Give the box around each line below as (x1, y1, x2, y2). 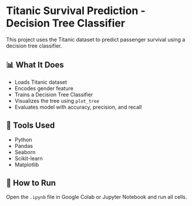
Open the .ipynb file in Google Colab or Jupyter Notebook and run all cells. (6, 194, 187, 201)
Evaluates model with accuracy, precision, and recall (14, 103, 142, 110)
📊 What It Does (6, 60, 64, 70)
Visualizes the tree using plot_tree (14, 97, 100, 104)
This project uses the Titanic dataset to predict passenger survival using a (6, 36, 186, 43)
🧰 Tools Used (6, 120, 55, 130)
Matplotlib (14, 161, 39, 168)
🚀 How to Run (6, 178, 56, 188)
